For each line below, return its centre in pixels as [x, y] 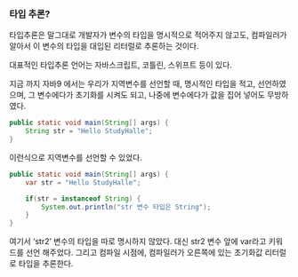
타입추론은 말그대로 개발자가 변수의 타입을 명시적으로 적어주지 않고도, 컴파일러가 [148, 35]
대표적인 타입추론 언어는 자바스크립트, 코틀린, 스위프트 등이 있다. [121, 65]
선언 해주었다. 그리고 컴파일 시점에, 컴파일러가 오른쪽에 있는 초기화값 [144, 253]
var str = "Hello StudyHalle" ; [83, 182]
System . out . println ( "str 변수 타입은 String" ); [126, 207]
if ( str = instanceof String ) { [83, 198]
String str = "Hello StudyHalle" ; [89, 131]
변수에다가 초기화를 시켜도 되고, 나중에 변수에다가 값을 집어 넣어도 [151, 95]
